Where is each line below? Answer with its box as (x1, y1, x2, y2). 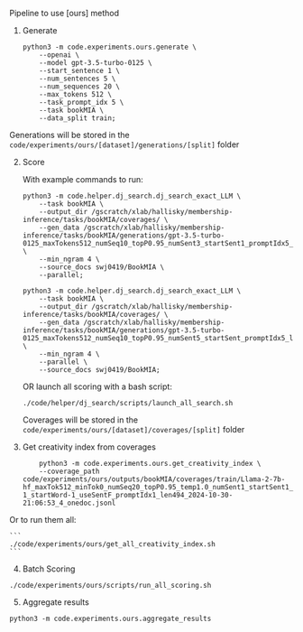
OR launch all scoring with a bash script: (22, 381, 173, 392)
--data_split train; (39, 114, 116, 123)
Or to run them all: (9, 515, 77, 525)
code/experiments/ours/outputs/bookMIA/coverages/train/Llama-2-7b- (22, 475, 286, 484)
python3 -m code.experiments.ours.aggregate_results (9, 614, 212, 623)
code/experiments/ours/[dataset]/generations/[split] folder (9, 139, 240, 150)
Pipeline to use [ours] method (9, 8, 120, 18)
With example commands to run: (22, 174, 144, 184)
